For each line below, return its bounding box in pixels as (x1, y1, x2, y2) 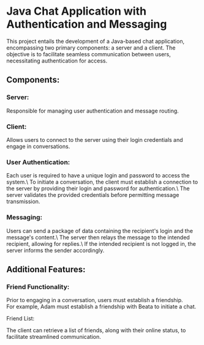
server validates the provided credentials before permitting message (6, 191, 179, 199)
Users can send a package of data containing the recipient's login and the (6, 227, 193, 234)
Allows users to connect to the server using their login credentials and (6, 136, 183, 143)
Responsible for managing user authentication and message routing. (6, 107, 179, 114)
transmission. (6, 198, 40, 206)
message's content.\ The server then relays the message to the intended (6, 234, 190, 241)
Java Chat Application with (6, 4, 147, 18)
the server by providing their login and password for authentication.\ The (6, 185, 190, 192)
